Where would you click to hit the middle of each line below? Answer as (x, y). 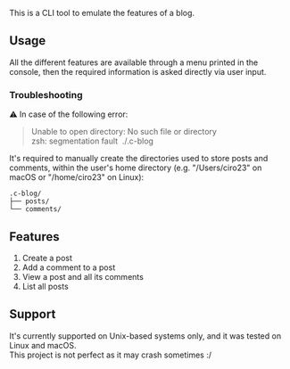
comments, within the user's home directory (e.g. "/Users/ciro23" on (136, 168)
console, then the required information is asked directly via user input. (138, 71)
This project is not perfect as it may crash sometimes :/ (111, 355)
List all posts (45, 286)
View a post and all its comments (83, 276)
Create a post (47, 258)
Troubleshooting (46, 94)
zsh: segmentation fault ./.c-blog (92, 141)
